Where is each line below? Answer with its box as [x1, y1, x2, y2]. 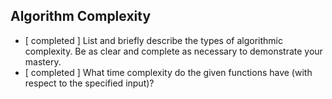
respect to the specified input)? [24, 77, 155, 89]
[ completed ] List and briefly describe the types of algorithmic [24, 34, 284, 46]
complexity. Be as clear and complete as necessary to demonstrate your [24, 45, 323, 57]
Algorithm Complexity [10, 8, 152, 25]
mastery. [24, 55, 62, 68]
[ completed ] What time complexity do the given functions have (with [24, 66, 313, 78]
